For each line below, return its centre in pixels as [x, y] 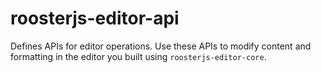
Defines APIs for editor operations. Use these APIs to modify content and [161, 46]
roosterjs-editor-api [95, 18]
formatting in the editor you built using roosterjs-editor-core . [138, 56]
